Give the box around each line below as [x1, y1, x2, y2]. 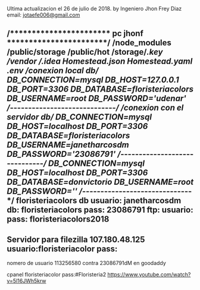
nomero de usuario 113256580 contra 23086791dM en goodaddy [7, 260, 166, 267]
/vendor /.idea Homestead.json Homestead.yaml [7, 56, 193, 67]
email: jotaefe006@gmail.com [7, 11, 80, 18]
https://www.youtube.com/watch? [107, 271, 191, 278]
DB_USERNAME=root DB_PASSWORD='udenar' [7, 93, 186, 103]
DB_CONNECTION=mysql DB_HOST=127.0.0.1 [7, 75, 179, 85]
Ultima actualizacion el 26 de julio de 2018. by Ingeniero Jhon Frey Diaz [7, 5, 182, 12]
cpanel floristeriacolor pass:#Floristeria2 [7, 271, 107, 278]
